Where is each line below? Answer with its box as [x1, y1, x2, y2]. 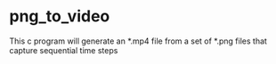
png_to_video [9, 6, 110, 27]
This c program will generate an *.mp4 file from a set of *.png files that [9, 36, 267, 46]
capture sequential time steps [9, 44, 118, 55]
